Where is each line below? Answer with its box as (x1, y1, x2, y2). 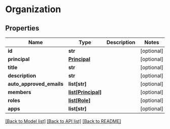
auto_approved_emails (8, 80, 64, 87)
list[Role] (68, 97, 91, 104)
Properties (5, 24, 39, 33)
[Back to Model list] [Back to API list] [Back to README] (5, 118, 121, 124)
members (8, 89, 31, 95)
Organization (5, 4, 61, 15)
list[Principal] (68, 89, 102, 95)
